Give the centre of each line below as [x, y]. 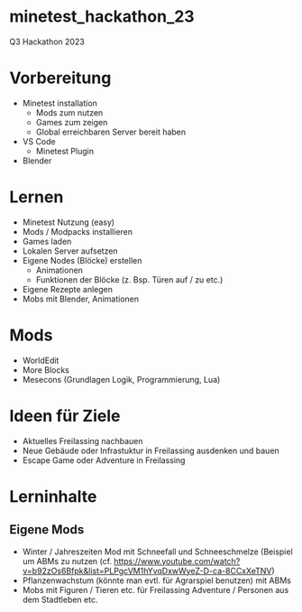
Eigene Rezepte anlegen [67, 289]
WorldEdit [41, 360]
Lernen [37, 197]
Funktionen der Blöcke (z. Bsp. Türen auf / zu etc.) [129, 279]
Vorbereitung [60, 78]
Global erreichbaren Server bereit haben [111, 132]
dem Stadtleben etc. [60, 599]
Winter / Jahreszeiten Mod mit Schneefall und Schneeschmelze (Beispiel [157, 552]
